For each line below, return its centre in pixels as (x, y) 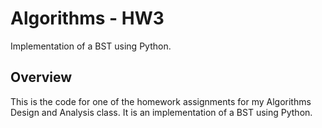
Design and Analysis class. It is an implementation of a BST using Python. (161, 112)
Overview (41, 77)
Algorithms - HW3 (87, 18)
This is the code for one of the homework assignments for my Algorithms (161, 101)
